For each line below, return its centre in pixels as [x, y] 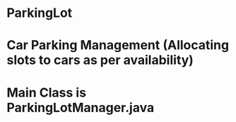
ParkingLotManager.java [81, 108]
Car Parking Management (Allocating [118, 45]
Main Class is [46, 92]
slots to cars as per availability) [100, 60]
